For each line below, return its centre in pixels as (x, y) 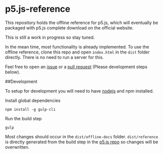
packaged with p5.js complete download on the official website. (69, 27)
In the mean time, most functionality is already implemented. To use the (77, 47)
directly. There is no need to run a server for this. (54, 57)
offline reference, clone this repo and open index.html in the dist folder (78, 52)
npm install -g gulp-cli (30, 109)
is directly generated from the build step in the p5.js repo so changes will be (82, 142)
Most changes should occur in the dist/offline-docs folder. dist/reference (81, 136)
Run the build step (23, 118)
